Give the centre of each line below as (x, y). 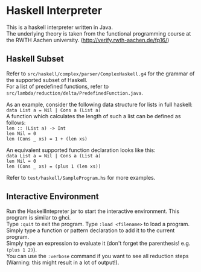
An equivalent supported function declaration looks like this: (81, 150)
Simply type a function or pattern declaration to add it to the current (91, 230)
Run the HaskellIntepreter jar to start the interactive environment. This (93, 211)
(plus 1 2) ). (22, 249)
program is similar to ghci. (39, 217)
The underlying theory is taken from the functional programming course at (99, 33)
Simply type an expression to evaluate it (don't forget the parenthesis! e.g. (98, 243)
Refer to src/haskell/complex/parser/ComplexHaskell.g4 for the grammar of (101, 74)
